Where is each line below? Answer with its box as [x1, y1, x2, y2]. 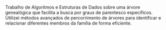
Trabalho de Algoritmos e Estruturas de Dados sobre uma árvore [5, 4, 141, 10]
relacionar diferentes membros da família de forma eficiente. [5, 20, 132, 26]
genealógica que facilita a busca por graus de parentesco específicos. [5, 9, 153, 15]
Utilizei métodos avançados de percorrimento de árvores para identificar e [5, 15, 161, 20]
